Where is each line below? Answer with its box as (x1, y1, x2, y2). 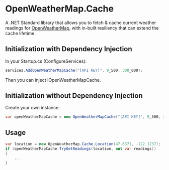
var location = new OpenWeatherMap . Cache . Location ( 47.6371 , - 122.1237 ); (5, 141, 161, 147)
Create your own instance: (5, 105, 60, 111)
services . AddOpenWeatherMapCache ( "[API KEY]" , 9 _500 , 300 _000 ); (5, 68, 143, 73)
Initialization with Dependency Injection (5, 45, 132, 53)
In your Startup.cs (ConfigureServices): (5, 58, 87, 64)
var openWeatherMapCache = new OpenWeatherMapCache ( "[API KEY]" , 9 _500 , (5, 114, 161, 119)
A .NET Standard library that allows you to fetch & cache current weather (5, 20, 156, 26)
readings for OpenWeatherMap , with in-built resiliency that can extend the (5, 25, 159, 31)
